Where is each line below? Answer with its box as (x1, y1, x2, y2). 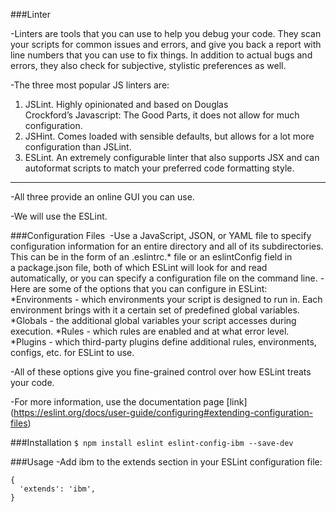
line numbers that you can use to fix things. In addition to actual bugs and (10, 49, 313, 61)
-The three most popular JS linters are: (10, 79, 170, 91)
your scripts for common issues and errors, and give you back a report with (10, 39, 322, 50)
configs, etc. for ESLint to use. (10, 347, 135, 358)
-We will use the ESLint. (10, 210, 108, 222)
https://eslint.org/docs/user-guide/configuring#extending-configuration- (13, 407, 314, 418)
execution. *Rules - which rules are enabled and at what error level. (10, 325, 290, 337)
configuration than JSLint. (24, 141, 132, 153)
